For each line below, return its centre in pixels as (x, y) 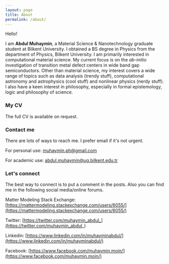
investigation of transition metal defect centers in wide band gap (73, 65)
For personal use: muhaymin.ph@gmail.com (51, 150)
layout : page (19, 10)
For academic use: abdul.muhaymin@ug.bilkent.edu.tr (61, 160)
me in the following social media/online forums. (54, 190)
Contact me (20, 129)
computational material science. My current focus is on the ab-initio (76, 60)
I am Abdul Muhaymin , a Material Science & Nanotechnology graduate (79, 44)
